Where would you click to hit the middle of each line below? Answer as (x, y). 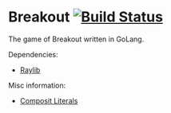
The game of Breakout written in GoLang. (76, 39)
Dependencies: (33, 54)
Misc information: (37, 85)
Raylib (30, 70)
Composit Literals (49, 100)
